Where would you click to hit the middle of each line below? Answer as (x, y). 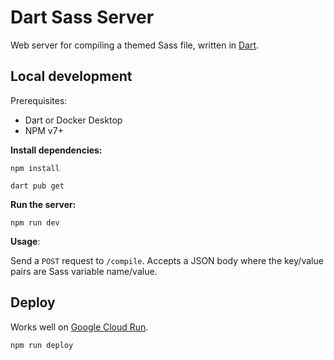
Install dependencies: (56, 150)
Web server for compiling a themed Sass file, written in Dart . (135, 45)
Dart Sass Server (82, 17)
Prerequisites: (39, 100)
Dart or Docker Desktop (73, 120)
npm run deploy (42, 345)
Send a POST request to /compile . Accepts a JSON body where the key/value (167, 260)
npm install (35, 168)
